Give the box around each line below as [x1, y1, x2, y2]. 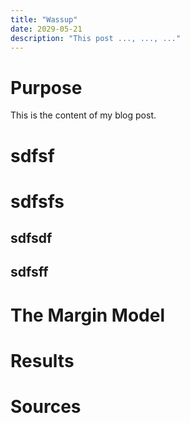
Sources [10, 396, 82, 418]
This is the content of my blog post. [10, 109, 157, 121]
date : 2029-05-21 [10, 24, 83, 34]
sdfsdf [10, 230, 53, 247]
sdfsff [10, 264, 49, 281]
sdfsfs [10, 190, 65, 213]
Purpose [10, 76, 83, 99]
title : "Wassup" [10, 14, 78, 25]
